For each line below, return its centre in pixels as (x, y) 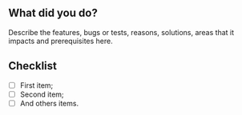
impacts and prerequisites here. (61, 41)
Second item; (42, 94)
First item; (36, 85)
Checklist (33, 66)
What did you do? (53, 13)
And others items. (49, 103)
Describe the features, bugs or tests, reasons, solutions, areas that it (121, 32)
